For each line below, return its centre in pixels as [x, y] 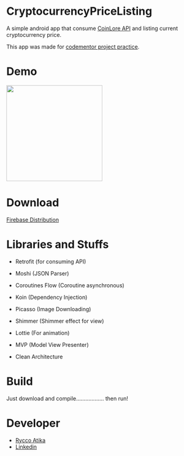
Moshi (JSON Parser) [42, 273]
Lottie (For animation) [42, 333]
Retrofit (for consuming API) [51, 261]
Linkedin [26, 447]
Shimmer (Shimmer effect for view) [59, 321]
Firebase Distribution [33, 220]
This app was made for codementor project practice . [73, 47]
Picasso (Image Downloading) [53, 309]
